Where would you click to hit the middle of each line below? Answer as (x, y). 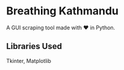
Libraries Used (34, 46)
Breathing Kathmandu (63, 11)
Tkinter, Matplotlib (29, 60)
